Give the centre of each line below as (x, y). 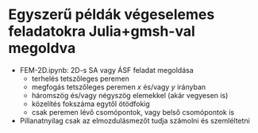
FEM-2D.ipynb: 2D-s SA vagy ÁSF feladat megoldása (107, 70)
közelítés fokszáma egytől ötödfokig (91, 104)
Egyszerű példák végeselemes (112, 15)
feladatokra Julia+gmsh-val (102, 31)
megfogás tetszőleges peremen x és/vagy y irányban (119, 87)
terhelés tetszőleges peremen (80, 78)
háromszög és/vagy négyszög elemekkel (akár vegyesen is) (130, 95)
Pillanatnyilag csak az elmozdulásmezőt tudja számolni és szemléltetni (135, 120)
